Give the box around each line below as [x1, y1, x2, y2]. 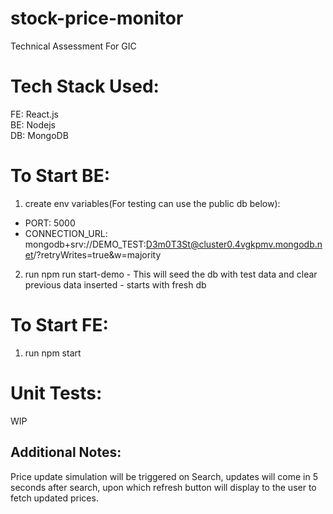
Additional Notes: [10, 444, 122, 461]
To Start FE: [10, 314, 109, 336]
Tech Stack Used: [10, 75, 160, 98]
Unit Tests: [10, 382, 103, 404]
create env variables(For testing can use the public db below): [24, 197, 281, 209]
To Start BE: [10, 165, 111, 187]
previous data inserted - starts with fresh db [24, 278, 207, 291]
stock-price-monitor [10, 7, 184, 30]
